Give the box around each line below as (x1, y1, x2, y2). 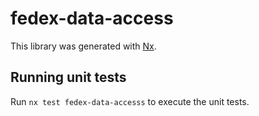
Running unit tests (10, 69, 127, 86)
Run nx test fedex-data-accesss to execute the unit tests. (10, 95, 250, 107)
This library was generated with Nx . (10, 40, 157, 52)
